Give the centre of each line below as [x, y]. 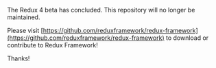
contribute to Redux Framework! [52, 45]
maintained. [24, 17]
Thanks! [19, 58]
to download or [187, 38]
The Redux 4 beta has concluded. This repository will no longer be [101, 10]
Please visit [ [25, 31]
